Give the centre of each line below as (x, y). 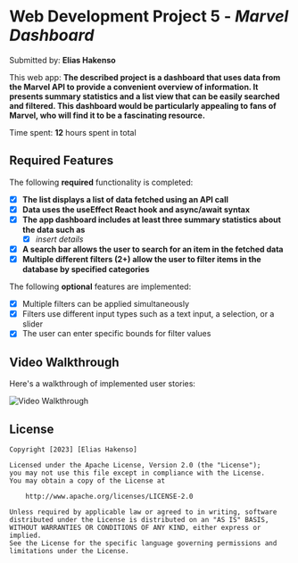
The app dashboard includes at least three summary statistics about (151, 219)
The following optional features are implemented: (100, 286)
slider (32, 324)
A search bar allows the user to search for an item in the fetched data (153, 249)
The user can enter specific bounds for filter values (116, 334)
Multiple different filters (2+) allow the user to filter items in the (141, 260)
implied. (25, 535)
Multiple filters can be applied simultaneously (106, 304)
